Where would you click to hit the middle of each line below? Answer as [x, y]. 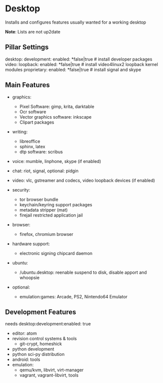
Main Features [27, 85]
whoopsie [29, 277]
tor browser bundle [39, 199]
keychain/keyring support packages [56, 204]
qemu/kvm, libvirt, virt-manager [52, 370]
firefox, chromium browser [46, 234]
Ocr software [33, 112]
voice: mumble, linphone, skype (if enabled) [57, 161]
